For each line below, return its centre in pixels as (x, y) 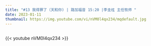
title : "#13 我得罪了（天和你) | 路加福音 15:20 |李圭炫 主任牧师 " (71, 10)
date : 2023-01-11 (23, 14)
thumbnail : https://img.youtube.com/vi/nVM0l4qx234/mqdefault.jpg (76, 19)
